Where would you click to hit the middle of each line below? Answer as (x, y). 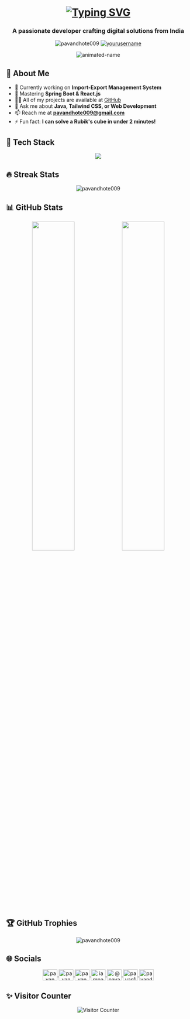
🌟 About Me (28, 73)
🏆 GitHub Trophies (42, 923)
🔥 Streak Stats (33, 174)
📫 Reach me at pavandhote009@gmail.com (69, 113)
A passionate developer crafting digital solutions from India (98, 31)
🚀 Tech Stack (30, 142)
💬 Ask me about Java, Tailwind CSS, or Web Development (85, 106)
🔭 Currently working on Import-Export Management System (88, 87)
